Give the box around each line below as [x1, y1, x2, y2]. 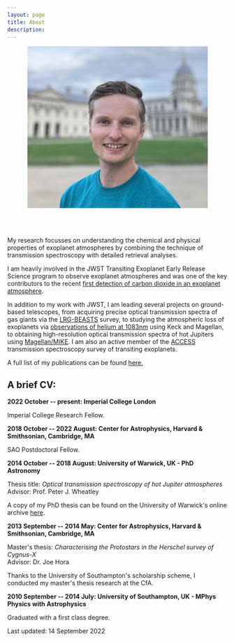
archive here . [7, 508, 45, 517]
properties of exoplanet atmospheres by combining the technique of [7, 243, 204, 252]
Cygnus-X [7, 550, 36, 559]
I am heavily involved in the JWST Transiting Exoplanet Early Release [7, 264, 206, 273]
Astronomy [7, 466, 41, 475]
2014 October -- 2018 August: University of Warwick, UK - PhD [7, 459, 194, 468]
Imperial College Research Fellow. [7, 411, 105, 420]
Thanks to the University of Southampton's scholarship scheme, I [7, 571, 196, 580]
